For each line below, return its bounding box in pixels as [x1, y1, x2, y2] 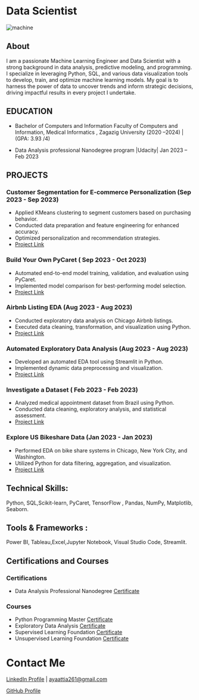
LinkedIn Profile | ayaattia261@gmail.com [6, 675, 107, 683]
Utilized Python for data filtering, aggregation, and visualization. [14, 459, 172, 467]
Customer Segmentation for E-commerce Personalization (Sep [6, 188, 192, 196]
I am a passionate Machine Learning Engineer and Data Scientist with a [6, 57, 181, 64]
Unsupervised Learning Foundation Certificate [14, 635, 129, 642]
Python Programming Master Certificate [14, 616, 113, 623]
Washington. [14, 453, 46, 460]
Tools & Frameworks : [6, 522, 88, 533]
